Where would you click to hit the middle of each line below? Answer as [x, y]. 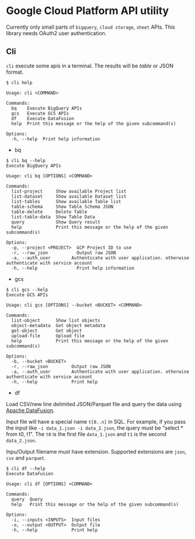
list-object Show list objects [56, 320]
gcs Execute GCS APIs [40, 113]
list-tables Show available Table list [66, 201]
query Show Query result [56, 222]
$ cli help [19, 83]
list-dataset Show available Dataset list [69, 196]
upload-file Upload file [48, 336]
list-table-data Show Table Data [53, 217]
